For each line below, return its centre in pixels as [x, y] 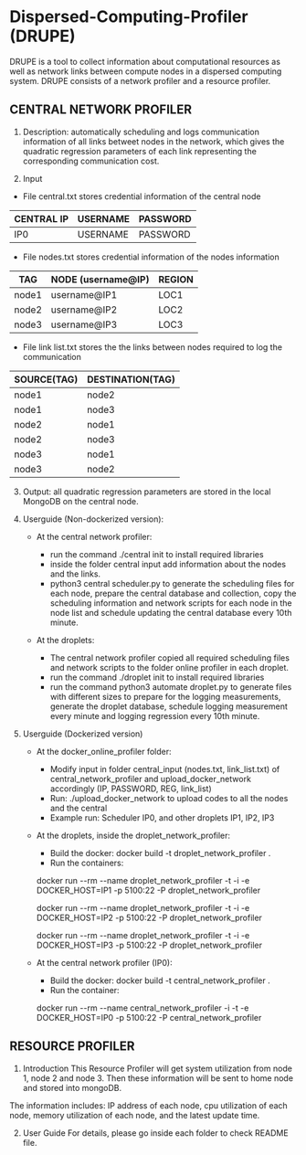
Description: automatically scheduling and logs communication [141, 132]
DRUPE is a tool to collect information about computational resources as [145, 61]
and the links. [75, 574]
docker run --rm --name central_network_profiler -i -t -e [142, 1008]
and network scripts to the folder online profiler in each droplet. [169, 667]
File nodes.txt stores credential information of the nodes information [151, 257]
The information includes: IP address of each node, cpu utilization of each [148, 1105]
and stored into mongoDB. [72, 1087]
